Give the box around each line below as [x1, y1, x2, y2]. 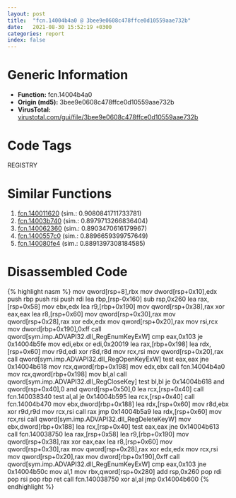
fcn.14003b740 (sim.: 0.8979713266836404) [17, 216, 148, 225]
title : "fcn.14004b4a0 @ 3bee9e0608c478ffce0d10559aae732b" [7, 17, 191, 24]
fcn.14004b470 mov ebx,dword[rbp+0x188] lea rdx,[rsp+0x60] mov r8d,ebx [7, 400, 230, 408]
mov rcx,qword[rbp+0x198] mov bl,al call [7, 369, 127, 378]
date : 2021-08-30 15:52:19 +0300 [7, 23, 112, 30]
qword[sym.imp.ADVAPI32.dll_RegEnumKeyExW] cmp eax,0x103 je [7, 332, 203, 340]
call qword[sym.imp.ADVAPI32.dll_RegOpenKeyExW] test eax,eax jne [7, 355, 209, 363]
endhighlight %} [7, 482, 54, 491]
